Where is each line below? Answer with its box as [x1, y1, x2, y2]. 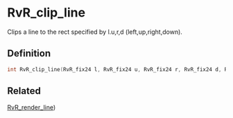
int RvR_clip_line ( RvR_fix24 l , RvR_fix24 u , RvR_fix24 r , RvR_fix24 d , [7, 66, 222, 73]
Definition [7, 48, 51, 59]
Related [7, 85, 42, 97]
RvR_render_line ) [7, 104, 56, 112]
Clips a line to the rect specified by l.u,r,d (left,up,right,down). [7, 28, 182, 36]
